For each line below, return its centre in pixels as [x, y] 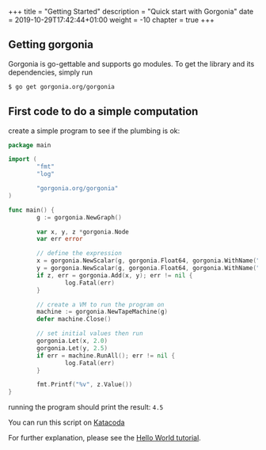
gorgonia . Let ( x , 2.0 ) [72, 341]
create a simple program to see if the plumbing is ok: [94, 131]
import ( [23, 159]
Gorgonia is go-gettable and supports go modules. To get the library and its [131, 63]
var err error [60, 239]
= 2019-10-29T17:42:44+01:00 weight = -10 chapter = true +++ [112, 20]
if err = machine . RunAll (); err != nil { [106, 356]
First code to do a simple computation [103, 111]
